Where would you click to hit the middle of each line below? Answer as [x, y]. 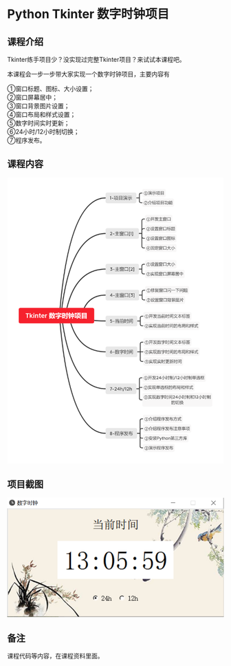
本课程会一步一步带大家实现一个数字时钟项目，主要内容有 [88, 74]
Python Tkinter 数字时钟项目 [88, 14]
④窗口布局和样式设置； [42, 115]
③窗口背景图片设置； [38, 106]
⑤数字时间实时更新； [38, 123]
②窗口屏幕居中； [33, 97]
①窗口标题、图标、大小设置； [51, 89]
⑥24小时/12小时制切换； [44, 132]
